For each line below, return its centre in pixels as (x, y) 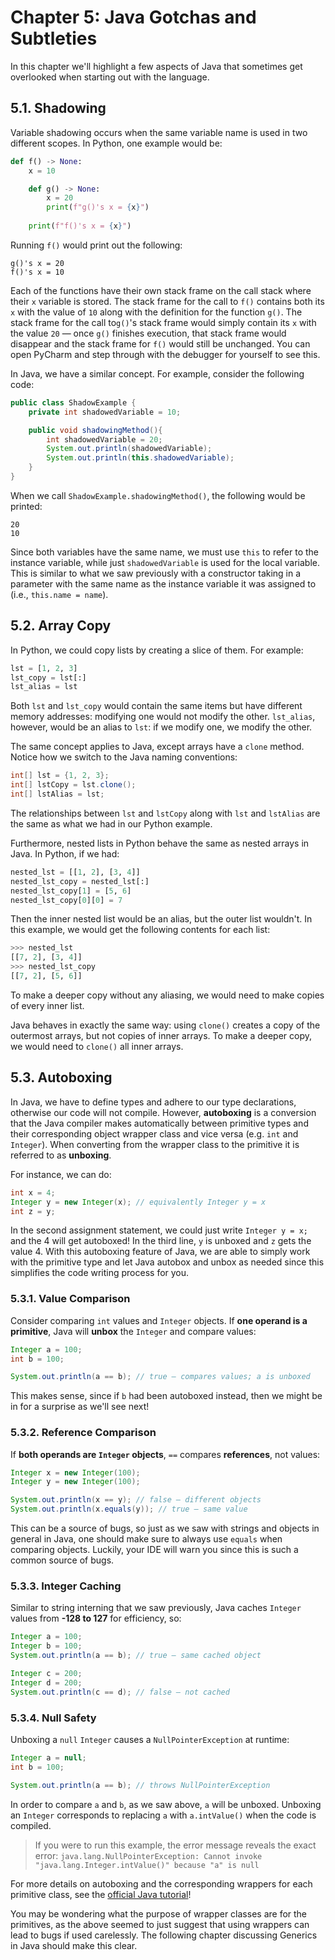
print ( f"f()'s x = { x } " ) (80, 226)
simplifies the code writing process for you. (100, 1273)
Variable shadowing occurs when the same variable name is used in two (159, 132)
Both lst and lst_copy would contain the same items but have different (156, 706)
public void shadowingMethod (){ (95, 430)
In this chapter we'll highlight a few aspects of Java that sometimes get (156, 66)
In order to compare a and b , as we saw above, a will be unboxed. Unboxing (166, 1804)
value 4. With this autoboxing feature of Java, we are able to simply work (160, 1252)
